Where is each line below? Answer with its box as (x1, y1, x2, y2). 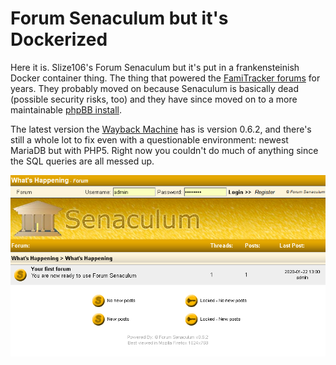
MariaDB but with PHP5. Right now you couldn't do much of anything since (10, 144, 319, 156)
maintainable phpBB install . (10, 103, 122, 116)
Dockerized (10, 28, 108, 51)
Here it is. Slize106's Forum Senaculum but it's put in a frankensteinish (10, 61, 300, 73)
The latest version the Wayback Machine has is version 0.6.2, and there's (10, 123, 312, 135)
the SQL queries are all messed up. (10, 155, 155, 167)
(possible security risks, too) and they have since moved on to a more (10, 93, 298, 105)
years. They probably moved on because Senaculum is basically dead (10, 82, 300, 94)
